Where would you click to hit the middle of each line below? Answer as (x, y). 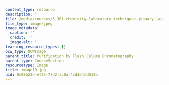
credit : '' (21, 38)
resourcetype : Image (27, 65)
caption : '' (22, 33)
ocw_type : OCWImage (26, 51)
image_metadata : (22, 28)
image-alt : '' (24, 42)
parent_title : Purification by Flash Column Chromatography (70, 56)
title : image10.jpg (26, 70)
